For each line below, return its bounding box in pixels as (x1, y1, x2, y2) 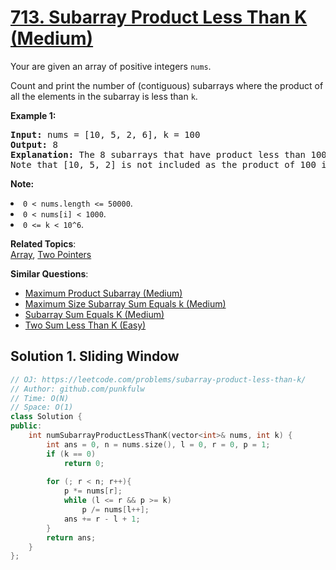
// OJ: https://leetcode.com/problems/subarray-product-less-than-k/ (10, 374, 307, 385)
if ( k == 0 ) (46, 449, 97, 459)
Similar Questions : (10, 267, 89, 280)
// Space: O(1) (10, 402, 74, 413)
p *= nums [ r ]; (63, 486, 123, 496)
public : (10, 421, 43, 431)
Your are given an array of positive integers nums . (10, 60, 212, 72)
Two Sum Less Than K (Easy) (24, 319, 147, 331)
